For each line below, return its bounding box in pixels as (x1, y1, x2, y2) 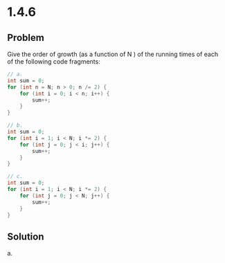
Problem (7, 32, 45, 44)
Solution (7, 230, 44, 242)
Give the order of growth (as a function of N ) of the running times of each (7, 50, 219, 58)
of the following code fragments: (7, 57, 100, 66)
